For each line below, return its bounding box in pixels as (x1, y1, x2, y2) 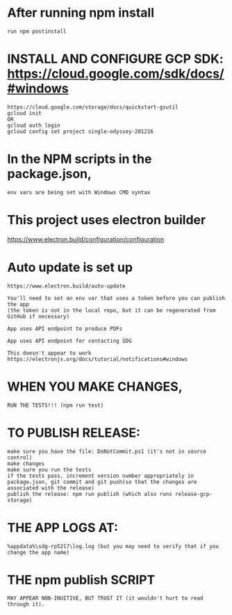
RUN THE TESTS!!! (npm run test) (7, 402, 104, 409)
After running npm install (7, 5, 155, 21)
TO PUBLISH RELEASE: (7, 425, 141, 440)
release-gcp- (174, 490, 213, 497)
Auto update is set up (7, 259, 133, 275)
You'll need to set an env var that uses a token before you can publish (7, 295, 226, 302)
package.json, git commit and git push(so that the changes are (7, 478, 197, 485)
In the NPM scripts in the (7, 151, 152, 167)
